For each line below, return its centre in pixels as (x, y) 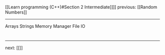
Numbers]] (16, 12)
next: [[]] (14, 48)
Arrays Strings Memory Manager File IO (45, 26)
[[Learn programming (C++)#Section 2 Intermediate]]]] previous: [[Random (81, 7)
